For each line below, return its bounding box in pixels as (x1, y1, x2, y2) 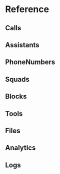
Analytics (5, 144, 36, 152)
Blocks (5, 92, 27, 101)
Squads (5, 75, 30, 84)
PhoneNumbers (5, 58, 55, 67)
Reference (5, 4, 49, 15)
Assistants (5, 40, 39, 49)
